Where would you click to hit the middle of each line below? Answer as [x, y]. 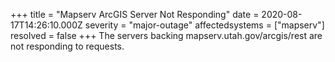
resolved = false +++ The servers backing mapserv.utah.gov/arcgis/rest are [166, 35]
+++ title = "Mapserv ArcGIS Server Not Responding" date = [135, 14]
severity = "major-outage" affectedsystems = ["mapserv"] [204, 25]
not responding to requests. [67, 46]
